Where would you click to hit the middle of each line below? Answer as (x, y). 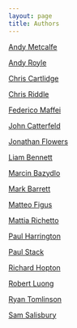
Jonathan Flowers (38, 141)
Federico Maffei (35, 110)
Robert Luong (31, 283)
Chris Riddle (29, 94)
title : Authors (34, 24)
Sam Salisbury (32, 315)
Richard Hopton (34, 267)
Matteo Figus (30, 204)
